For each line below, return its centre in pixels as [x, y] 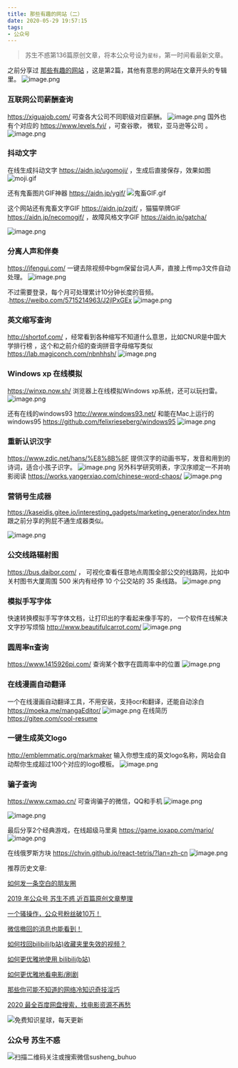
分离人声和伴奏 [33, 251]
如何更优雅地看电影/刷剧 [43, 974]
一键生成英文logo [37, 738]
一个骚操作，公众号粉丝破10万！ [55, 914]
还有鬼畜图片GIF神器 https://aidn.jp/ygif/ [67, 193]
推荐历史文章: [27, 868]
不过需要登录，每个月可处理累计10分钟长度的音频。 [83, 292]
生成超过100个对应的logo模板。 [72, 764]
